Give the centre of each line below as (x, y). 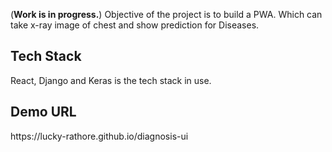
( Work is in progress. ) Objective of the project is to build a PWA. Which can (166, 14)
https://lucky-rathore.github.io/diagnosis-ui (99, 136)
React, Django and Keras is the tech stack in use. (111, 80)
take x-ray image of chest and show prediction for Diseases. (135, 25)
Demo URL (43, 112)
